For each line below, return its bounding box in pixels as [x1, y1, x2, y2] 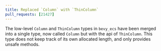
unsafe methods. [5, 41, 40, 47]
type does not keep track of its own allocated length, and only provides [5, 36, 151, 42]
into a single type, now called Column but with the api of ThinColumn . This [5, 31, 153, 37]
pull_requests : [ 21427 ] [5, 12, 55, 17]
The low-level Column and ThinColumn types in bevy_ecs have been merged [5, 25, 157, 31]
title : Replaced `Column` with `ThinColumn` [5, 7, 99, 12]
